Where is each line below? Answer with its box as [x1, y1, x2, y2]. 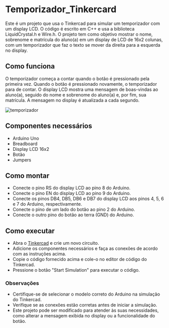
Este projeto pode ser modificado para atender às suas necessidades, [12, 307, 159, 313]
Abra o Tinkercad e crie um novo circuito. [12, 240, 99, 246]
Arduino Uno [12, 135, 39, 141]
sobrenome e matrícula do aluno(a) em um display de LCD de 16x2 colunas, [5, 37, 163, 43]
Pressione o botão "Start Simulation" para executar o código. [12, 267, 140, 273]
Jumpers [12, 156, 31, 163]
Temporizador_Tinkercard [5, 4, 117, 15]
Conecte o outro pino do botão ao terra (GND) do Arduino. [12, 212, 134, 218]
